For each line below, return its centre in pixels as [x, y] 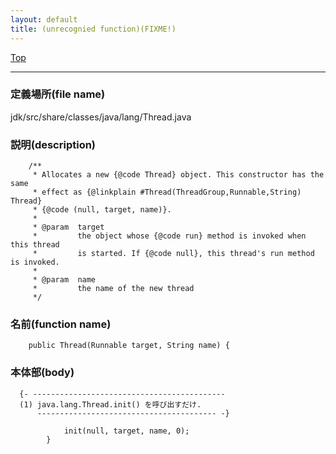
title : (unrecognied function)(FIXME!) [93, 29]
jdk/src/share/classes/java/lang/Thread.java [101, 117]
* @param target [68, 227]
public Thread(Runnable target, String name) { [129, 346]
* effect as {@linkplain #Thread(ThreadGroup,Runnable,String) [167, 192]
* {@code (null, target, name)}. [102, 210]
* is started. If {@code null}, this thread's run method [173, 254]
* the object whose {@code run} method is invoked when [169, 236]
